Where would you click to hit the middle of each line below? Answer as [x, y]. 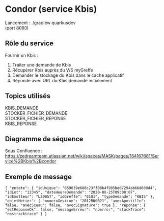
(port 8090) [17, 28]
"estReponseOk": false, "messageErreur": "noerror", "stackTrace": [76, 210]
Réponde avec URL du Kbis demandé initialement [62, 80]
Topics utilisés [28, 96]
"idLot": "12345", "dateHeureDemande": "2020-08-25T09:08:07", [71, 192]
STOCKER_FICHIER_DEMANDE [36, 113]
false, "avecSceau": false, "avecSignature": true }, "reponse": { [76, 205]
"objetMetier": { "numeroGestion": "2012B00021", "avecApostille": [76, 201]
